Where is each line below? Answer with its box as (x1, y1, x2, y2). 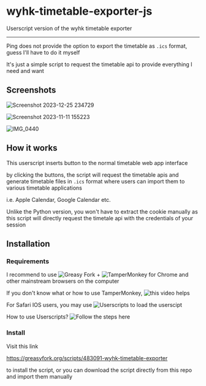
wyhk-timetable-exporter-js (6, 4, 153, 18)
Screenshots (6, 85, 56, 96)
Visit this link (6, 342, 39, 350)
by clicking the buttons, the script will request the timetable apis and (6, 171, 179, 179)
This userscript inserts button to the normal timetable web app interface (6, 159, 188, 166)
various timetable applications (6, 184, 83, 191)
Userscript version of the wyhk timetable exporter (6, 25, 132, 32)
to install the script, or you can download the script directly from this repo (6, 366, 192, 374)
